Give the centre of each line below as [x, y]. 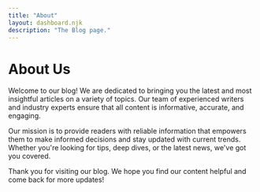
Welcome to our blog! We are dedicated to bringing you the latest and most [130, 90]
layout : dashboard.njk [45, 23]
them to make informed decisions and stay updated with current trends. [124, 139]
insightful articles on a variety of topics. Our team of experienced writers [126, 99]
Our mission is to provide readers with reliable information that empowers [127, 131]
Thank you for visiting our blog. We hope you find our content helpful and [127, 172]
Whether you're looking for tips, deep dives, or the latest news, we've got [127, 148]
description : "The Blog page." [59, 30]
